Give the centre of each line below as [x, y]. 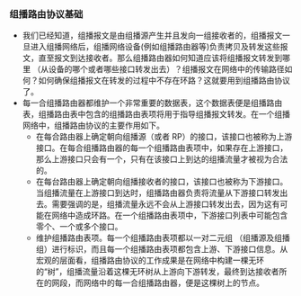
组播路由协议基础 [46, 13]
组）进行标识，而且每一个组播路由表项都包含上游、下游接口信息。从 [162, 249]
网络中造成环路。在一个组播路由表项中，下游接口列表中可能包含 [170, 215]
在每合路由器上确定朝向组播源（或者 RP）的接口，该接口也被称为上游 [164, 137]
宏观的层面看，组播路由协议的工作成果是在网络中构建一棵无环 [150, 260]
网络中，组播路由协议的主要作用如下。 [93, 126]
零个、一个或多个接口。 [79, 227]
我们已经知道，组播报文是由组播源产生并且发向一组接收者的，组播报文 [152, 36]
